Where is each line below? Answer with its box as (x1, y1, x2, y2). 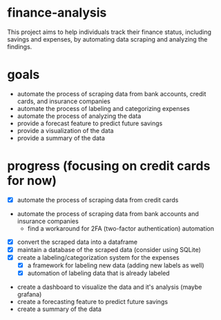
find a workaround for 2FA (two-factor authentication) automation (27, 224, 214, 233)
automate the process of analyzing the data (17, 112, 142, 120)
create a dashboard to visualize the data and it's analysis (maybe (17, 283, 202, 292)
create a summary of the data (17, 305, 102, 313)
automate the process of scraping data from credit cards (17, 195, 179, 204)
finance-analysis (7, 5, 107, 21)
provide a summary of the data (17, 134, 106, 142)
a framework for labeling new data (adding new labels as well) (27, 261, 204, 269)
